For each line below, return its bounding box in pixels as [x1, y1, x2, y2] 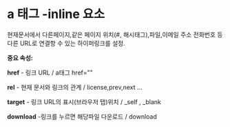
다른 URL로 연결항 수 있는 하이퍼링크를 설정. [7, 39, 125, 47]
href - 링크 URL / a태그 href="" [7, 68, 93, 77]
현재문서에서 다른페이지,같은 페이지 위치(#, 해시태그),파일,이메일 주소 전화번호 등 [7, 30, 223, 39]
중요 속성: [7, 53, 33, 62]
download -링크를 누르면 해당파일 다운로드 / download [7, 112, 157, 121]
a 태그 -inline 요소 [7, 6, 105, 22]
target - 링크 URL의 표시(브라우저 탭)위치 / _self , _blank [7, 97, 162, 106]
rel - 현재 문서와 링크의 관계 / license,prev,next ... [7, 83, 143, 91]
